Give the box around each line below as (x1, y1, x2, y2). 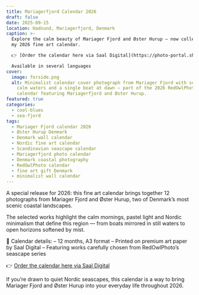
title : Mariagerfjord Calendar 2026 (6, 8, 97, 15)
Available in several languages (11, 63, 92, 69)
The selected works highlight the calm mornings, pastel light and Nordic (6, 214, 182, 221)
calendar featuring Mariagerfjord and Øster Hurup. (17, 91, 147, 97)
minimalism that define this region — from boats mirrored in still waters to (6, 220, 185, 227)
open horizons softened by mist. (6, 226, 85, 233)
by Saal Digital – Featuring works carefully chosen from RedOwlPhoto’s (6, 244, 179, 251)
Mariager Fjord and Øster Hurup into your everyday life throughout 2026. (6, 282, 184, 289)
